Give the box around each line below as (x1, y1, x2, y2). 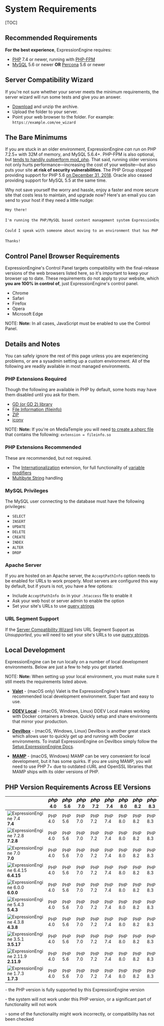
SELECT (12, 514, 26, 519)
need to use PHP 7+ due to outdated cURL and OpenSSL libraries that (12, 763, 153, 770)
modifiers (12, 469, 32, 476)
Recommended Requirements (5, 34, 98, 42)
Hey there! (5, 207, 27, 213)
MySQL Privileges (5, 487, 49, 494)
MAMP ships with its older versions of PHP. (12, 769, 100, 775)
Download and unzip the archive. (12, 103, 79, 109)
